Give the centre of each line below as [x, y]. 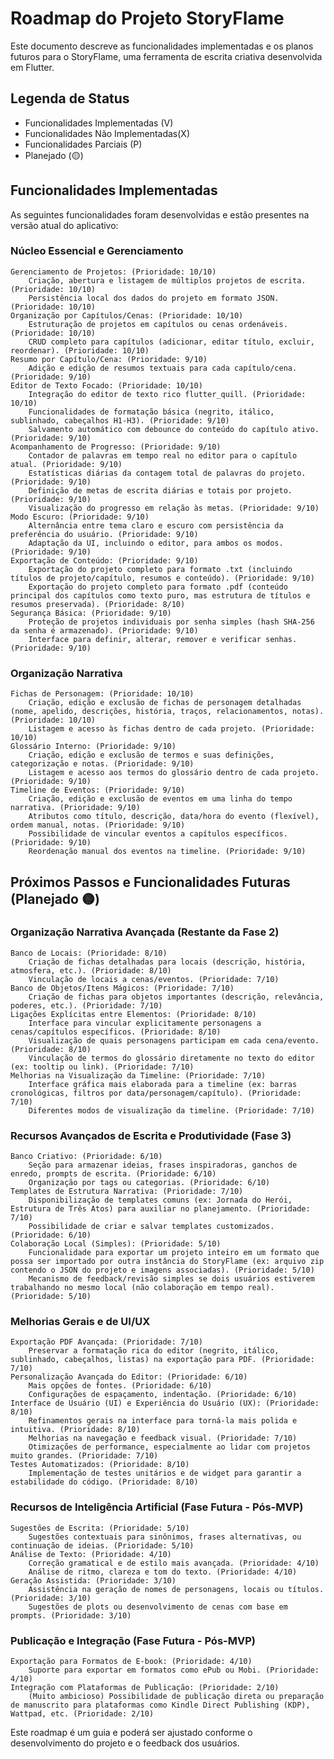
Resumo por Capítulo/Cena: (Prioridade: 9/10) [109, 359]
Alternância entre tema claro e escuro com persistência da [156, 525]
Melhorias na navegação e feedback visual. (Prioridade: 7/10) [163, 1438]
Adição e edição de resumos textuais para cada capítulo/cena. [163, 368]
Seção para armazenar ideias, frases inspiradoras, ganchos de [163, 1165]
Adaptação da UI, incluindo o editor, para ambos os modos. [156, 543]
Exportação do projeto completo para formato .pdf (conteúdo [158, 587]
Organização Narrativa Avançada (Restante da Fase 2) [145, 932]
